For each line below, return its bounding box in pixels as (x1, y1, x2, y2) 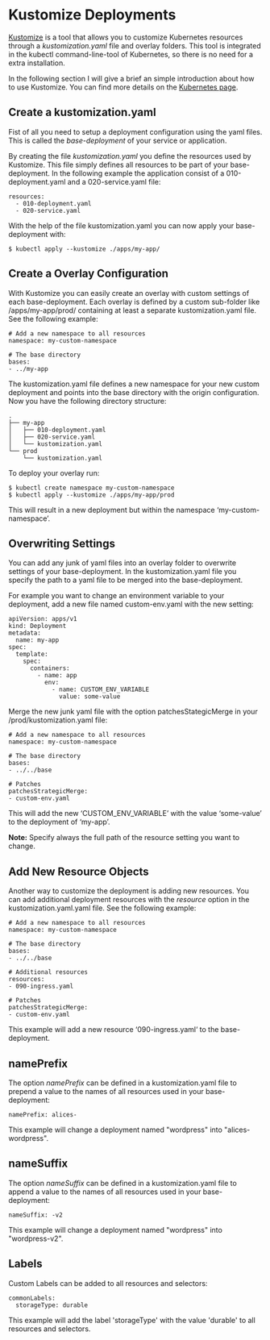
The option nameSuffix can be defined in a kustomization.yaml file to (8, 1178, 238, 1188)
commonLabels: (8, 1294, 56, 1302)
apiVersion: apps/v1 (8, 615, 78, 623)
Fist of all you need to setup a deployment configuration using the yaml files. (8, 127, 263, 136)
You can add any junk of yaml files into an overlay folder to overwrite (8, 558, 236, 568)
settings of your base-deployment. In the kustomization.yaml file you (8, 567, 237, 576)
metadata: (8, 629, 42, 638)
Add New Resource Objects (8, 864, 149, 878)
